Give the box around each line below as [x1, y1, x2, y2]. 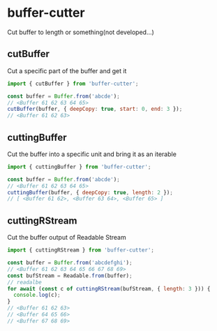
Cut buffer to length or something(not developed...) [7, 28, 155, 36]
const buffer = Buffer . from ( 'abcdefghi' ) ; [7, 259, 133, 266]
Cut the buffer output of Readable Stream [7, 233, 127, 242]
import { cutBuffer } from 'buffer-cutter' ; [7, 80, 139, 87]
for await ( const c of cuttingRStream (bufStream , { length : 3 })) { [7, 285, 211, 292]
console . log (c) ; [13, 291, 61, 299]
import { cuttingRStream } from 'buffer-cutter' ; [7, 247, 155, 254]
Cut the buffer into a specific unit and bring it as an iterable [7, 150, 177, 158]
